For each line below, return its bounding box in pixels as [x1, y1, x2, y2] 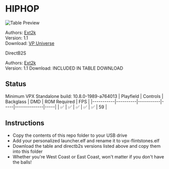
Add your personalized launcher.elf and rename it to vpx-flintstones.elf [12, 137, 160, 144]
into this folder [12, 148, 43, 154]
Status [5, 80, 27, 88]
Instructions [5, 119, 44, 128]
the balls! [12, 159, 32, 165]
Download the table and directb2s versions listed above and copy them [12, 143, 161, 149]
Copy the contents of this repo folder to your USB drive [12, 132, 128, 138]
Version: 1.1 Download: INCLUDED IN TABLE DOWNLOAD [5, 65, 124, 71]
